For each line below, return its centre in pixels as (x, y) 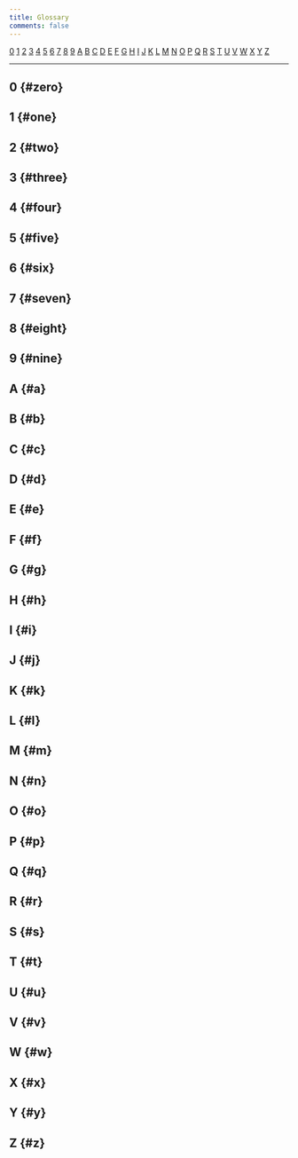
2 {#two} (34, 147)
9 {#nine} (36, 359)
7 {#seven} (41, 298)
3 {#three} (39, 178)
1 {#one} (33, 118)
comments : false (39, 26)
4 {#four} (35, 208)
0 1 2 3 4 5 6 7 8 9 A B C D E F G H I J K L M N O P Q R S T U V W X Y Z (140, 51)
